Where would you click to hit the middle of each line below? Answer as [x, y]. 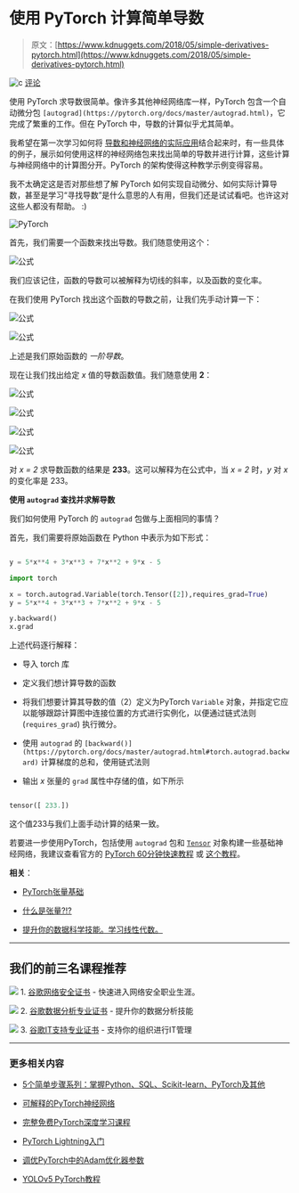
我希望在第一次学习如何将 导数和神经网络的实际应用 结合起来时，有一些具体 [147, 143]
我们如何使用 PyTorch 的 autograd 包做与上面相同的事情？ [115, 519]
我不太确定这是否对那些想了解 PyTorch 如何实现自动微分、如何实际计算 [139, 184]
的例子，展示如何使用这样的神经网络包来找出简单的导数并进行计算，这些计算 [149, 153]
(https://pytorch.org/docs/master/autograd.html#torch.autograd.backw [156, 752]
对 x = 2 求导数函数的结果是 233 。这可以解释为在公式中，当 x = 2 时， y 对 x [149, 470]
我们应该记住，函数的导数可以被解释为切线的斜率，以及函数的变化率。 [138, 280]
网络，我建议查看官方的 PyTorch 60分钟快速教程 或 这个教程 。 [131, 854]
